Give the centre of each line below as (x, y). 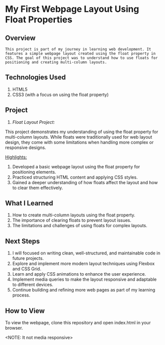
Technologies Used (35, 77)
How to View (25, 311)
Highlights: (16, 157)
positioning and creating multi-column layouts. (56, 62)
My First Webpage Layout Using (72, 9)
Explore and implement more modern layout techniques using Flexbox (83, 264)
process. (21, 295)
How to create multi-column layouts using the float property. (74, 215)
